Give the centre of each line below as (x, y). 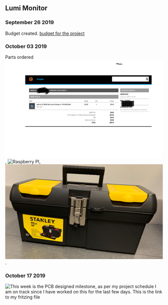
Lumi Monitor (26, 8)
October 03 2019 (26, 46)
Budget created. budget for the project (45, 33)
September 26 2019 (29, 22)
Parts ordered (19, 57)
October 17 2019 (25, 276)
